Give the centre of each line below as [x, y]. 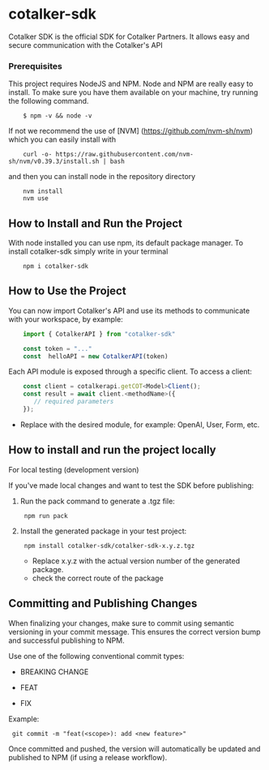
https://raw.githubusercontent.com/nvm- [125, 155]
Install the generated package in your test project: [103, 531]
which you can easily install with [62, 139]
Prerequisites [35, 66]
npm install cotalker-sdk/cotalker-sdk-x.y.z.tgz [109, 545]
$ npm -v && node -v [58, 116]
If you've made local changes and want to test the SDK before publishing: [131, 485]
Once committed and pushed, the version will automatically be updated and [134, 749]
